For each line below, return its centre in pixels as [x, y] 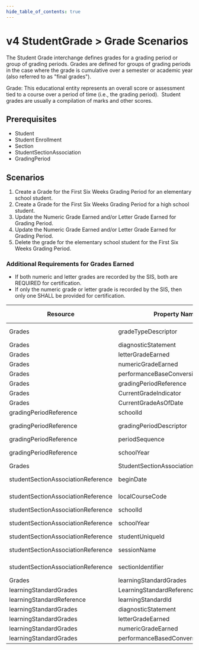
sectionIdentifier [141, 567]
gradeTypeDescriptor [148, 332]
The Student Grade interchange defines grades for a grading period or [92, 58]
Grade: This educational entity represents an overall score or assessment [95, 88]
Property [166, 314]
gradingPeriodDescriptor [153, 426]
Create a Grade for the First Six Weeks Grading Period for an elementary [103, 192]
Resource [61, 314]
